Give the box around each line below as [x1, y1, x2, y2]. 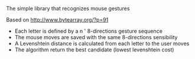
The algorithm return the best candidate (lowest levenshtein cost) [14, 46, 174, 53]
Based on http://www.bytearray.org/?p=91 [6, 16, 109, 23]
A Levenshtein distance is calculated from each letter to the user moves [14, 40, 190, 47]
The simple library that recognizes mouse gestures [6, 5, 130, 12]
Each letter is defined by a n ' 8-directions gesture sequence [14, 27, 162, 34]
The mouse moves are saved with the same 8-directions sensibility [14, 34, 178, 40]
